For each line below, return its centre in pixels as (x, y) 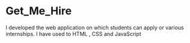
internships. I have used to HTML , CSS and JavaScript (74, 33)
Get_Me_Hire (39, 11)
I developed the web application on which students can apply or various (95, 27)
